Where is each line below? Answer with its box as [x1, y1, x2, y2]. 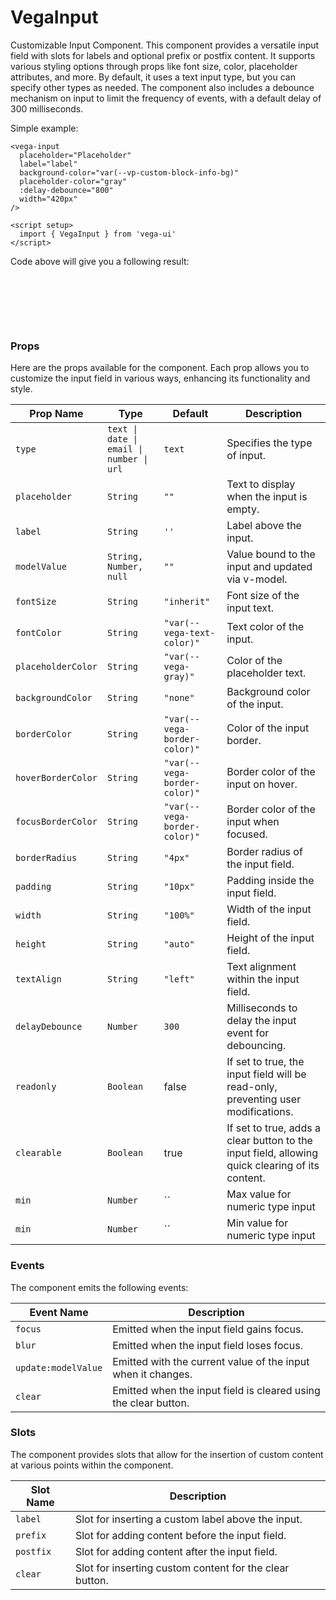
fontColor [15, 627, 62, 639]
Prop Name [29, 407, 84, 421]
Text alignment [226, 960, 297, 974]
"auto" [163, 939, 195, 950]
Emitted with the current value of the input [112, 1354, 310, 1368]
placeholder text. [226, 666, 307, 680]
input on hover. [226, 777, 298, 791]
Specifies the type [226, 436, 313, 450]
